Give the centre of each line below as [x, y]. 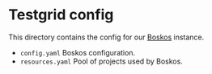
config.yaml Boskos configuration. [78, 52]
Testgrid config [61, 15]
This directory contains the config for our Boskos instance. [106, 37]
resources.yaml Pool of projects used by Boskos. [102, 61]
